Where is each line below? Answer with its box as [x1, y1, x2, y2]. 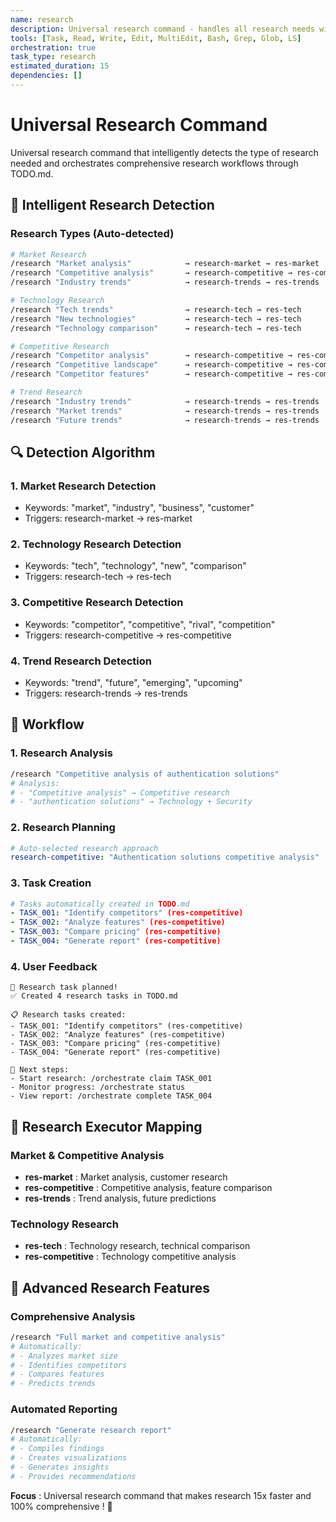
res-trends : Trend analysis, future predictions [24, 1192, 217, 1204]
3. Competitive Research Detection [10, 596, 184, 610]
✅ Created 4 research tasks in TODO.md [10, 991, 178, 1001]
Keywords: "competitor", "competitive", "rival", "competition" [24, 618, 276, 630]
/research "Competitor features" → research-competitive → [10, 369, 293, 380]
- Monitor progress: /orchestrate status [10, 1082, 186, 1093]
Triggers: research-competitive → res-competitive [24, 629, 232, 641]
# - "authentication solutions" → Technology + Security [10, 797, 253, 807]
